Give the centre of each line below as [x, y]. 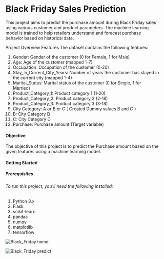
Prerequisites [20, 174]
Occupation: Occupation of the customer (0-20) [61, 67]
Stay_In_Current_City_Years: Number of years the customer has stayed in [86, 72]
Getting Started [22, 162]
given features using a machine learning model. [53, 152]
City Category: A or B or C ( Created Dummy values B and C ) [74, 109]
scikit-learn [24, 212]
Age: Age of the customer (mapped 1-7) [53, 62]
